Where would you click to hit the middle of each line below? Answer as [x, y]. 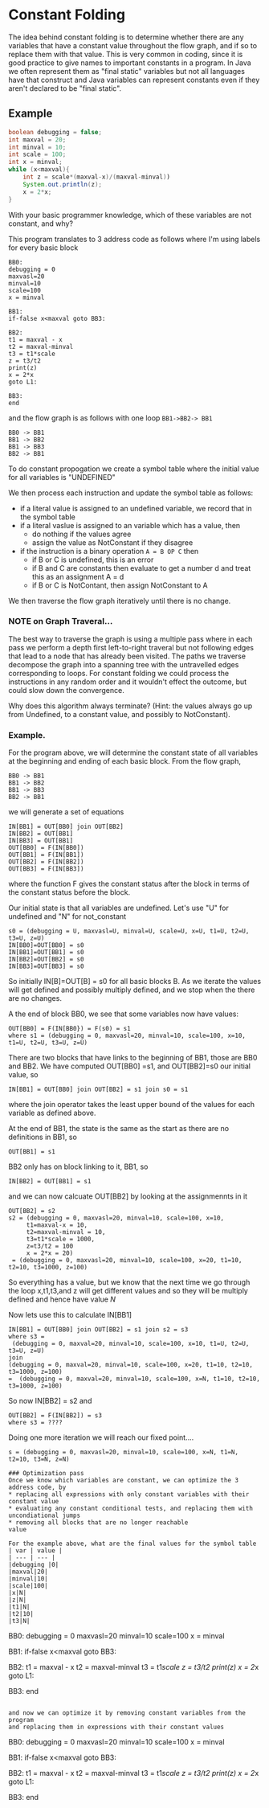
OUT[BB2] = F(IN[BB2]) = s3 [55, 1416]
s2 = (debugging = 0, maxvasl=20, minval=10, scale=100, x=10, [116, 1218]
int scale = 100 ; [37, 154]
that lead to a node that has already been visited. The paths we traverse [127, 656]
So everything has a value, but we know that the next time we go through [129, 1282]
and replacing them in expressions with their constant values [116, 1727]
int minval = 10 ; [37, 147]
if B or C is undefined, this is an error [93, 560]
